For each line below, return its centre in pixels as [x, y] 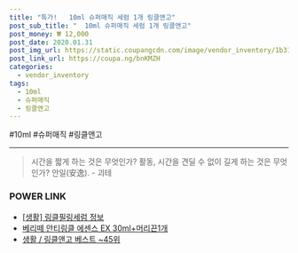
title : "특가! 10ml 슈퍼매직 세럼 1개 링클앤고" [92, 17]
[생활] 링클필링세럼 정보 [63, 217]
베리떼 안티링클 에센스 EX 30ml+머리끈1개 [95, 228]
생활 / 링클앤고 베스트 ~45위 [71, 239]
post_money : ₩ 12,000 [49, 34]
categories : [31, 67]
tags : [19, 83]
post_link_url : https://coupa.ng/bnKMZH [85, 59]
